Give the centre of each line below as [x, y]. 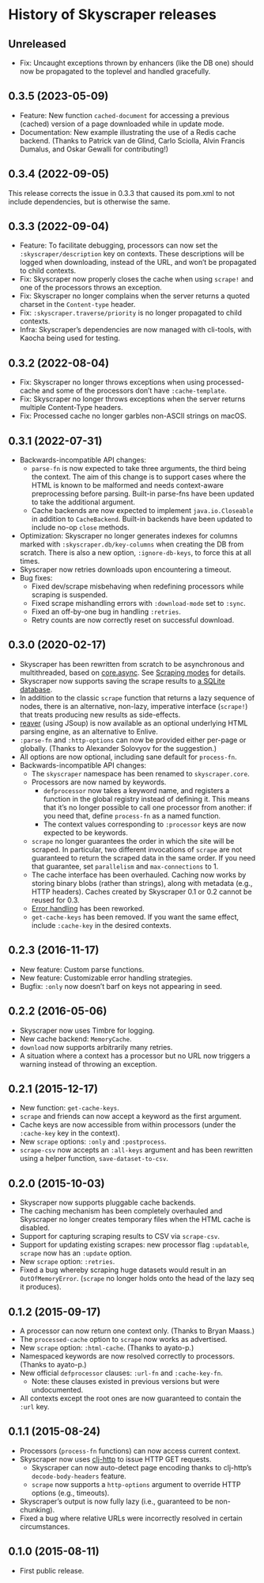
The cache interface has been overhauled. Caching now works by [139, 875]
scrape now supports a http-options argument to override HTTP [136, 1484]
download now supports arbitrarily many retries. [96, 1047]
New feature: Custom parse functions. [82, 969]
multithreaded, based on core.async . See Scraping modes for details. [133, 673]
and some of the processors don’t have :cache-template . [134, 391]
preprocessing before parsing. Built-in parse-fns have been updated [143, 494]
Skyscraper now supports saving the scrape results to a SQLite [122, 680]
